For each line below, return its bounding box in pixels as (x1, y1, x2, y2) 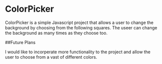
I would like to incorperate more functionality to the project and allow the (5, 49, 151, 55)
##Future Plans (5, 39, 36, 45)
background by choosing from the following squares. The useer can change (5, 24, 157, 30)
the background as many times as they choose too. (5, 30, 108, 36)
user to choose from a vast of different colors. (5, 54, 97, 60)
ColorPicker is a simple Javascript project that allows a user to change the (5, 20, 154, 25)
